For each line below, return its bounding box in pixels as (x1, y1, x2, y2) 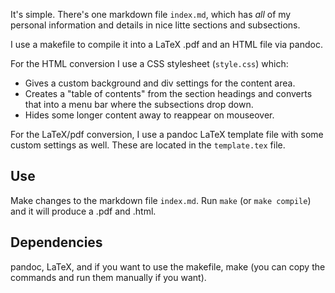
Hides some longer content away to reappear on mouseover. (24, 109, 275, 121)
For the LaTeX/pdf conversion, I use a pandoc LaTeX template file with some (10, 129, 324, 140)
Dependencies (10, 234, 103, 251)
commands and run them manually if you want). (10, 271, 207, 283)
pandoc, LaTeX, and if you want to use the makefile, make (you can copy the (10, 260, 326, 273)
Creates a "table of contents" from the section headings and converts (24, 88, 313, 99)
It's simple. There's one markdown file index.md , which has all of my (10, 9, 292, 20)
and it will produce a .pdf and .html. (10, 205, 157, 217)
